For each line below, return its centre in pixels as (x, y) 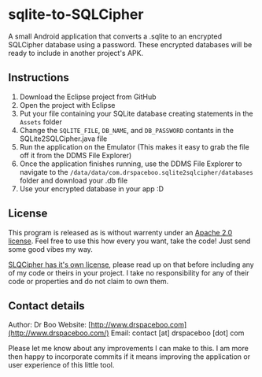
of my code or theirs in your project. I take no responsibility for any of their (129, 272)
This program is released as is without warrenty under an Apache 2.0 (120, 232)
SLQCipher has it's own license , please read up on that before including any (131, 264)
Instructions (39, 78)
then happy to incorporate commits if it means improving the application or (129, 357)
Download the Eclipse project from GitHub (88, 97)
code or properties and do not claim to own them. (89, 281)
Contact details (46, 306)
